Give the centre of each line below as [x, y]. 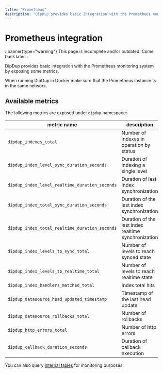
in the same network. [26, 86]
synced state [136, 257]
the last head [136, 299]
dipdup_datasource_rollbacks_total [49, 316]
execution [133, 354]
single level [134, 171]
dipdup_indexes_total [32, 142]
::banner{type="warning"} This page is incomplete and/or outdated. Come [79, 51]
